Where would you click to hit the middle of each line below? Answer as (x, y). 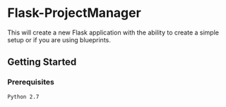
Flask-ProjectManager (74, 13)
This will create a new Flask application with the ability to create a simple (113, 32)
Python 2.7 (23, 96)
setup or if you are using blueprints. (59, 39)
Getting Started (42, 62)
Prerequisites (31, 82)
